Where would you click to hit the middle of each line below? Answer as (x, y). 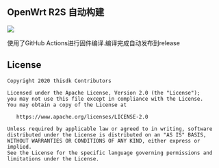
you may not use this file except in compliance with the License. (105, 99)
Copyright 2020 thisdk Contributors (59, 81)
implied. (20, 147)
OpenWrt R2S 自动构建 (56, 12)
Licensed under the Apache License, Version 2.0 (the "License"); (104, 93)
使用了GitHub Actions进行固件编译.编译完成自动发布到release (93, 43)
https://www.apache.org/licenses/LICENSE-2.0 (82, 117)
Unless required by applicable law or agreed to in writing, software (110, 129)
